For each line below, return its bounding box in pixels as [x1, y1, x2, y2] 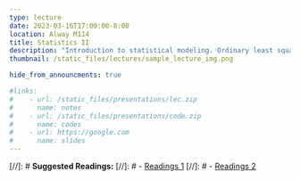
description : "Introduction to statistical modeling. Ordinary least [9, 46, 274, 55]
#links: [9, 86, 38, 95]
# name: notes [9, 103, 82, 112]
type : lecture [9, 12, 62, 22]
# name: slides [9, 136, 87, 145]
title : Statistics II [9, 37, 90, 47]
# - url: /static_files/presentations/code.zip [9, 111, 202, 120]
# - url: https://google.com [9, 128, 129, 137]
